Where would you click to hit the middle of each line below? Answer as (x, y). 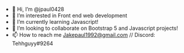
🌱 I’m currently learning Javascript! (55, 22)
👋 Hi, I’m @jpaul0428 (38, 9)
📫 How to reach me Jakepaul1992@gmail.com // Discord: (84, 35)
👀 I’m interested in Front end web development (70, 15)
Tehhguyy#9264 (32, 43)
